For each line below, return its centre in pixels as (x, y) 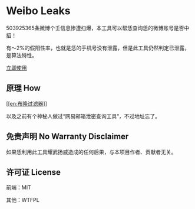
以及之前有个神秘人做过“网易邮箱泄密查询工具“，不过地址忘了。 (83, 116)
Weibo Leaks (38, 11)
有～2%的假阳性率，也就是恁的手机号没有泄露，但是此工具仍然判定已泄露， (98, 48)
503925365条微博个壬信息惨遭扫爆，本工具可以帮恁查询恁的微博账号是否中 (98, 28)
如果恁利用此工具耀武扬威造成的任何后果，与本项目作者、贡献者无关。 (91, 152)
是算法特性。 (22, 55)
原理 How (24, 88)
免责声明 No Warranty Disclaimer (67, 137)
